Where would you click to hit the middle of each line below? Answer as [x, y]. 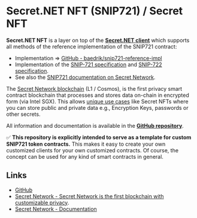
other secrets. [23, 114]
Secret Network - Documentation [56, 209]
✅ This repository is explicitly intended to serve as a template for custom [99, 137]
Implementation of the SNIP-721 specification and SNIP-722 [89, 65]
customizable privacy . [42, 202]
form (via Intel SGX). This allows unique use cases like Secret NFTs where [97, 101]
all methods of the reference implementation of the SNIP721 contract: [92, 47]
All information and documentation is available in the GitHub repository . [95, 125]
